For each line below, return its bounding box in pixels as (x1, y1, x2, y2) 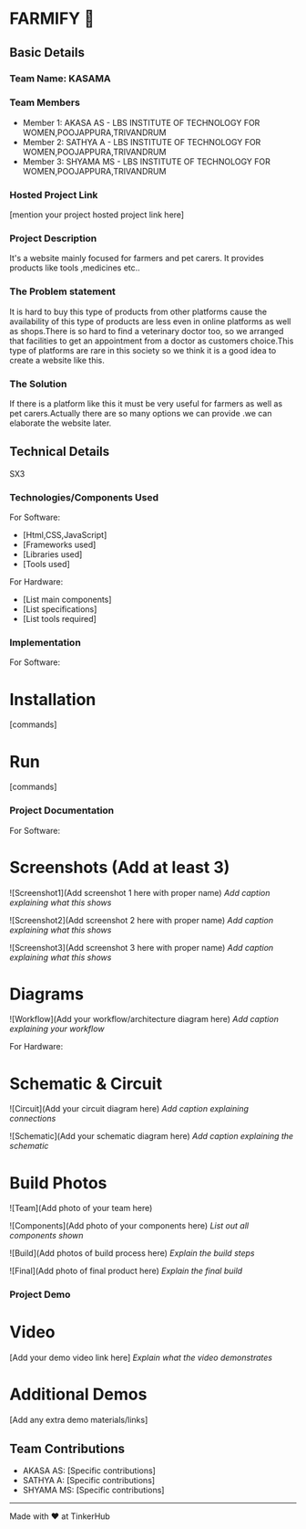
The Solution (9, 377, 67, 390)
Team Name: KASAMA (9, 72, 111, 85)
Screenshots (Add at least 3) (9, 857, 230, 878)
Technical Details (9, 444, 110, 459)
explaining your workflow (9, 1023, 105, 1035)
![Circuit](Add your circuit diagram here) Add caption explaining (9, 1103, 249, 1114)
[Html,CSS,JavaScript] (22, 530, 107, 541)
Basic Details (9, 45, 85, 60)
